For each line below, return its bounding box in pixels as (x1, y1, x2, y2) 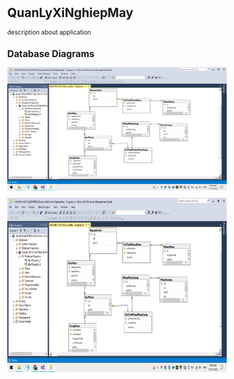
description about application (7, 28, 92, 36)
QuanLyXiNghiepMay (7, 5, 134, 21)
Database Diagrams (7, 48, 95, 60)
